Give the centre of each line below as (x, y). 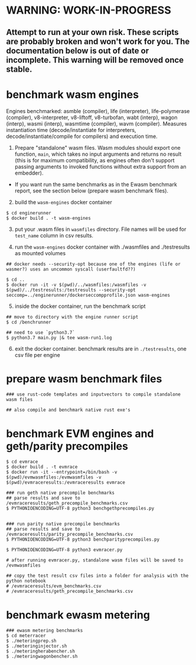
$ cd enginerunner (29, 213)
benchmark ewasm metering (78, 615)
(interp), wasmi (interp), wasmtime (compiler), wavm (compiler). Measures (97, 123)
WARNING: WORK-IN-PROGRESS (89, 10)
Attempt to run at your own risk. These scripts (92, 32)
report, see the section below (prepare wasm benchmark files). (92, 191)
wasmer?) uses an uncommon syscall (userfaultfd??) (71, 269)
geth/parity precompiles (67, 446)
